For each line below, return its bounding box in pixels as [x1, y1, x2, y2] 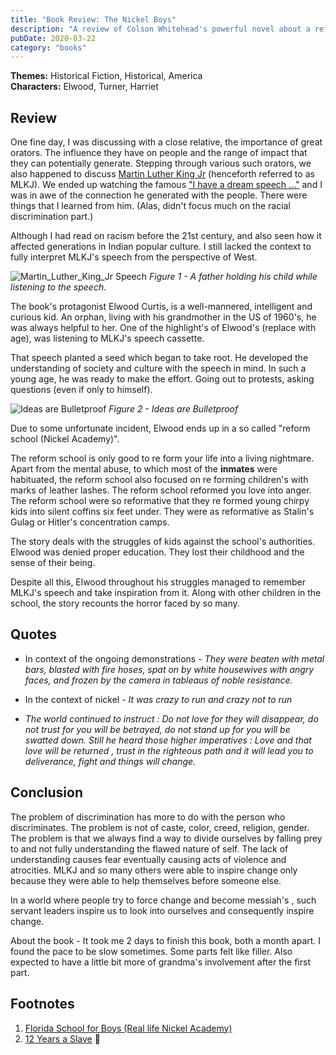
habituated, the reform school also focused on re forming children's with [10, 474, 309, 486]
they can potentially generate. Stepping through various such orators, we [10, 157, 312, 170]
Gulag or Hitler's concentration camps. [10, 516, 170, 528]
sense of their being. [10, 557, 96, 569]
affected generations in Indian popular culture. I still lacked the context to [10, 241, 312, 253]
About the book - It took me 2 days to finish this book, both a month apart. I [10, 934, 322, 946]
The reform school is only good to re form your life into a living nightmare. [10, 452, 315, 465]
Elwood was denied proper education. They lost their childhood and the [10, 546, 305, 558]
